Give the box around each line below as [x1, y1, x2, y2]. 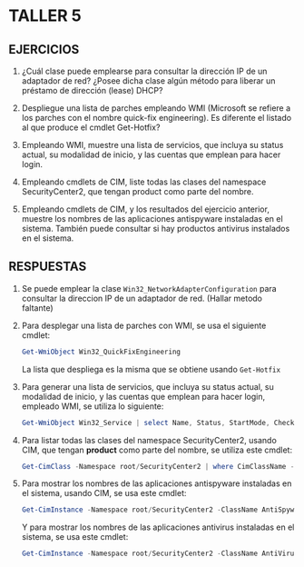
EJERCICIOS [8, 42, 80, 57]
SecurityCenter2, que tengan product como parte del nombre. [21, 186, 255, 196]
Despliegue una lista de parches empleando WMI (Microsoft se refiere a [21, 103, 291, 114]
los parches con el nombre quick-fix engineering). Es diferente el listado [21, 113, 292, 123]
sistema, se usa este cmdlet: [21, 532, 129, 542]
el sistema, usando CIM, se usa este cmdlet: [21, 488, 187, 499]
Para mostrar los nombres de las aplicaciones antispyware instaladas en [21, 478, 292, 489]
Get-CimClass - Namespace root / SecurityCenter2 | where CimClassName [21, 462, 287, 471]
